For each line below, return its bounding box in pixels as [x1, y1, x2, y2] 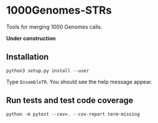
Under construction [6, 34, 56, 42]
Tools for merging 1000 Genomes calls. [6, 23, 103, 30]
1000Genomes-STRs [6, 4, 112, 17]
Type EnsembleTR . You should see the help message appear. [6, 78, 153, 85]
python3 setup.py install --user [6, 68, 89, 74]
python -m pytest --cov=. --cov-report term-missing [6, 111, 140, 117]
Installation [6, 52, 49, 62]
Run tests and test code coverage [6, 96, 134, 106]
